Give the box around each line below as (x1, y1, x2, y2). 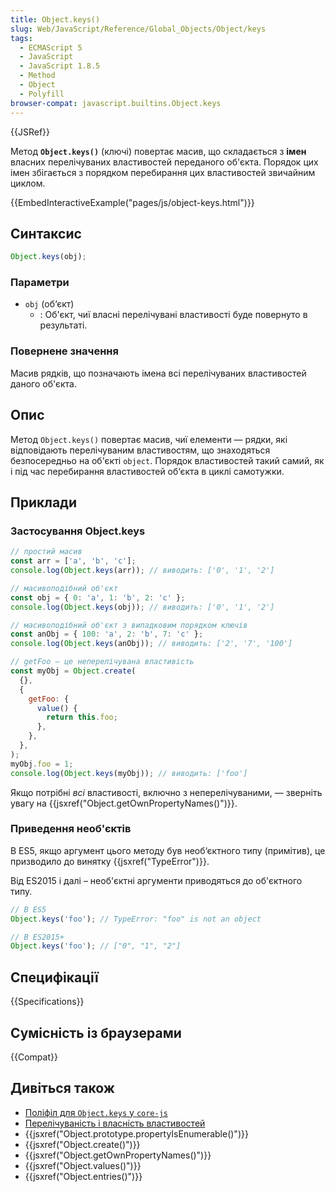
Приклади (10, 494, 78, 511)
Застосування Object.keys (10, 524, 146, 538)
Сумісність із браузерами (10, 1024, 182, 1041)
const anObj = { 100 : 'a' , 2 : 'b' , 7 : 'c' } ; (10, 629, 204, 640)
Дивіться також (10, 1080, 115, 1097)
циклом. (10, 177, 46, 189)
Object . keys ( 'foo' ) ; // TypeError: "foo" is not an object (10, 914, 262, 924)
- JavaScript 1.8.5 (19, 61, 101, 71)
